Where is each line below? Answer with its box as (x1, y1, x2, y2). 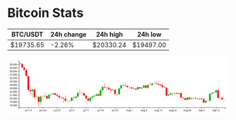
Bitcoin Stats (7, 5, 84, 21)
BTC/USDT (11, 30, 44, 39)
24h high (95, 30, 124, 39)
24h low (136, 30, 162, 39)
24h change (50, 30, 87, 39)
